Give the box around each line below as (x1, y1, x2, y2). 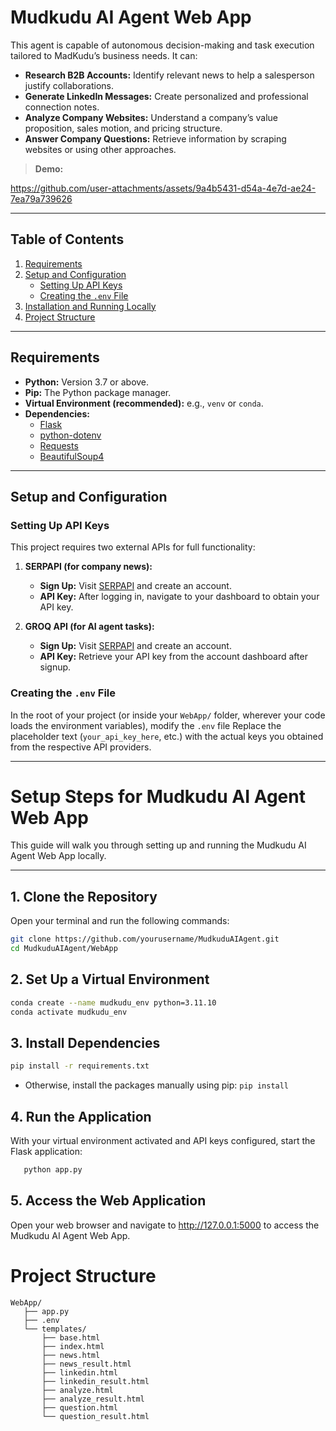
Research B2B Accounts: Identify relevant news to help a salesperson (24, 69, 315, 81)
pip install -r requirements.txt (10, 1061, 150, 1071)
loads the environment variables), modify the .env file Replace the (10, 719, 282, 731)
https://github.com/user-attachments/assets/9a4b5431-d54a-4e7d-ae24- (10, 182, 317, 194)
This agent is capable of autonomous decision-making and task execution (10, 39, 315, 51)
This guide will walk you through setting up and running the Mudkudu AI (10, 839, 307, 851)
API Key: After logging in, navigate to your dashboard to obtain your (39, 591, 320, 603)
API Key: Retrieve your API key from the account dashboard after (39, 651, 308, 663)
